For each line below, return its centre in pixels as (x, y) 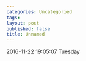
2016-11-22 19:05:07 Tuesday (43, 51)
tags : (13, 18)
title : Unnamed (26, 34)
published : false (28, 29)
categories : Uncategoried (39, 12)
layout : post (23, 23)
